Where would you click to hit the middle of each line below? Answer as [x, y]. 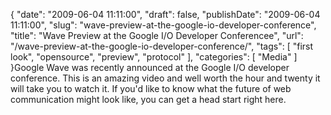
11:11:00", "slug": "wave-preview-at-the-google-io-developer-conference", [163, 25]
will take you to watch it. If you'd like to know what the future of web [151, 88]
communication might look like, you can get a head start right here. [148, 99]
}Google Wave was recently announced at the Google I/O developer [150, 67]
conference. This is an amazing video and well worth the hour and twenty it [165, 78]
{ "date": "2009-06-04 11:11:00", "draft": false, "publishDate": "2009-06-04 [165, 14]
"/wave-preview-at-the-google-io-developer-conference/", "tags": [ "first [162, 46]
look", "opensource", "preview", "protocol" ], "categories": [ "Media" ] [154, 57]
